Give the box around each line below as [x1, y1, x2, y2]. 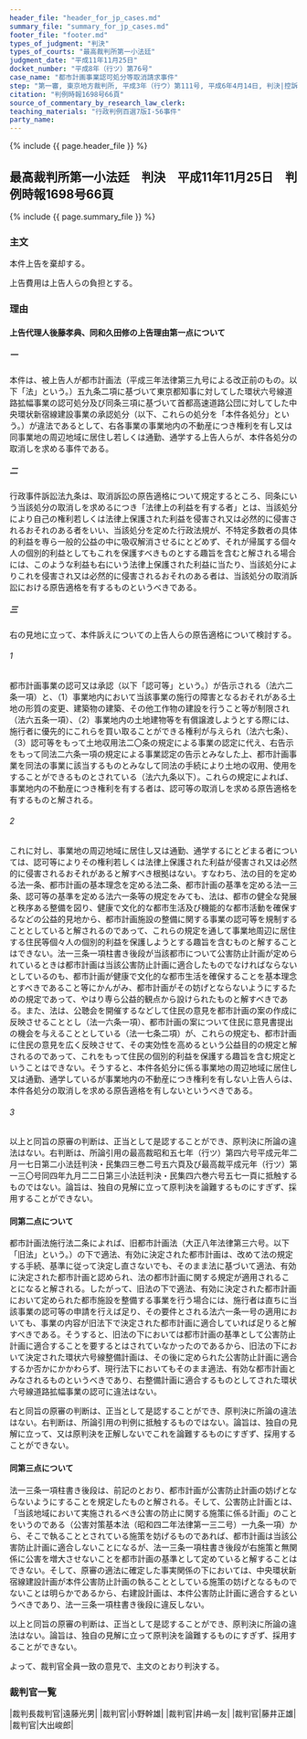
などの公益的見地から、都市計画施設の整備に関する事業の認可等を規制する [16, 914, 298, 925]
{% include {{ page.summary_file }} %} [9, 211, 156, 222]
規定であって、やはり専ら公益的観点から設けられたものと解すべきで [25, 993, 281, 1005]
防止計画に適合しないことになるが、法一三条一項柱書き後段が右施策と [16, 1542, 281, 1553]
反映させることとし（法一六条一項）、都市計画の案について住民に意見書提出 [9, 1016, 294, 1028]
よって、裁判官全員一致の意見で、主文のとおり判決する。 [9, 1660, 225, 1671]
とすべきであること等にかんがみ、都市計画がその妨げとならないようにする [9, 982, 289, 993]
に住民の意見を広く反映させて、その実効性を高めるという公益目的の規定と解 [9, 1039, 298, 1051]
